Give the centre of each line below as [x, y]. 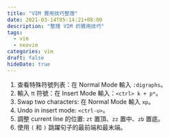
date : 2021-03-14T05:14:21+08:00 [55, 20]
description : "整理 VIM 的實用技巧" [56, 26]
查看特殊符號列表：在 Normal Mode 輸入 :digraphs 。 [92, 84]
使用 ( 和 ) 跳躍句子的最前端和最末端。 [72, 127]
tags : [15, 32]
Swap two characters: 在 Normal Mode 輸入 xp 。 [86, 101]
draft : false [26, 58]
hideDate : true [29, 64]
